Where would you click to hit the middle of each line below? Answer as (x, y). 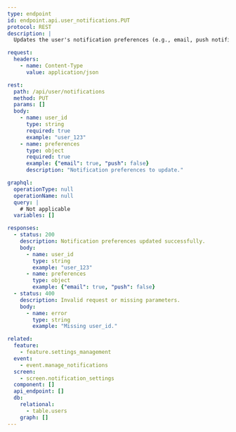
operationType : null (44, 189)
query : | (26, 202)
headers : (26, 59)
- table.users (47, 411)
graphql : (20, 183)
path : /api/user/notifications (59, 91)
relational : (37, 405)
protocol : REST (29, 27)
